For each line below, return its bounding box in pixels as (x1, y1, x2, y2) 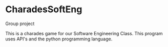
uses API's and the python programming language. (5, 36, 113, 42)
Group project (5, 20, 35, 27)
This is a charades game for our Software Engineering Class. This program (5, 30, 163, 36)
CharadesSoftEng (5, 4, 82, 15)
